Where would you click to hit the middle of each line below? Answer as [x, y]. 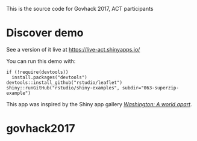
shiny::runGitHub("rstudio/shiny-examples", [63, 88]
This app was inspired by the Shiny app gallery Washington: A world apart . [99, 104]
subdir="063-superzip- [151, 88]
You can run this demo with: [41, 61]
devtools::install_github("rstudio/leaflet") [64, 82]
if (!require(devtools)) [37, 72]
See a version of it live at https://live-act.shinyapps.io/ [73, 49]
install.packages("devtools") [49, 77]
